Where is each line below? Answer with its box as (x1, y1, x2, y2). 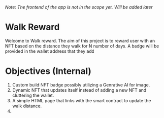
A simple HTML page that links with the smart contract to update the (12, 97, 151, 103)
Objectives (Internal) (5, 66, 92, 77)
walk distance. (12, 103, 42, 109)
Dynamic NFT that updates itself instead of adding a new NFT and (12, 87, 147, 93)
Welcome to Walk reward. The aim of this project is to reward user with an (5, 38, 155, 43)
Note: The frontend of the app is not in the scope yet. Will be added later (5, 4, 153, 10)
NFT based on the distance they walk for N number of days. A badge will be (5, 43, 159, 49)
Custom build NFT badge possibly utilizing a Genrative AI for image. (12, 81, 150, 88)
